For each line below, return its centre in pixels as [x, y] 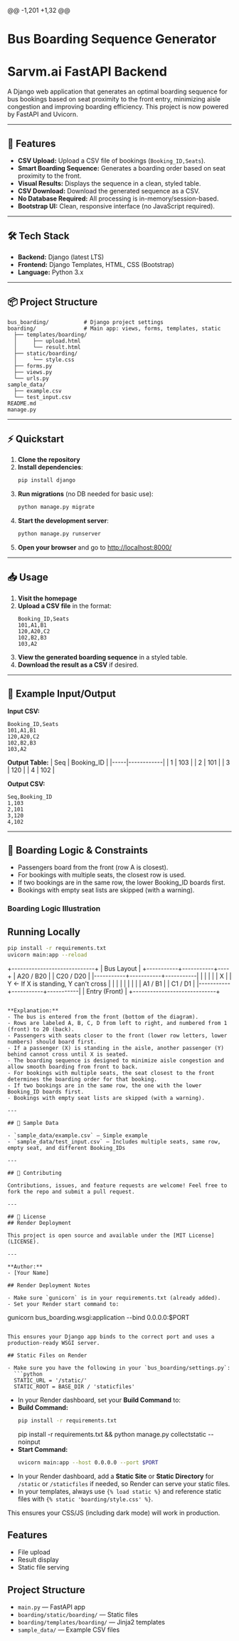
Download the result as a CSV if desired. [78, 665]
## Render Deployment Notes [49, 1285]
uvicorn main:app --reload [47, 955]
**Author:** [25, 1266]
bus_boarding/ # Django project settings [85, 322]
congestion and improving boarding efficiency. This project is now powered [118, 107]
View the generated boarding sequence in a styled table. [102, 657]
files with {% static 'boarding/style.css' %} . [85, 1499]
